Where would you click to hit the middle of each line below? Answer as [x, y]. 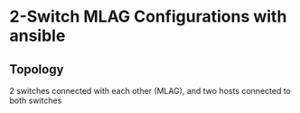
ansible [37, 36]
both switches [36, 100]
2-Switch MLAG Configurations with [148, 17]
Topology [37, 69]
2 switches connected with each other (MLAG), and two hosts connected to [150, 91]
